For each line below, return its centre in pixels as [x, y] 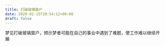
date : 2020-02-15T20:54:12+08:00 [39, 14]
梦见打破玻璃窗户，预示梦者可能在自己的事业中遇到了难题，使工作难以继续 [80, 33]
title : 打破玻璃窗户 [24, 9]
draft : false [18, 18]
